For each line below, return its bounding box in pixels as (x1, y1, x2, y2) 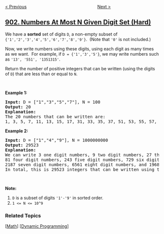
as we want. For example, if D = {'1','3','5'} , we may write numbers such (5, 51, 159, 57)
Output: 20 (5, 104, 31, 109)
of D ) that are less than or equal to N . (5, 71, 78, 77)
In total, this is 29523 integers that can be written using (5, 167, 155, 172)
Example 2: (5, 128, 28, 134)
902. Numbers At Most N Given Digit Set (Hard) (5, 18, 151, 26)
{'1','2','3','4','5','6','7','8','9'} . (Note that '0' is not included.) (5, 36, 151, 42)
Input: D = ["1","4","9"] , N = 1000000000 (5, 137, 108, 143)
